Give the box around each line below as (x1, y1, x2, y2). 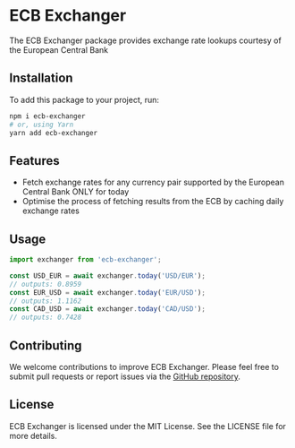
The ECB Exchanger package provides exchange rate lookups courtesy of (9, 35, 282, 46)
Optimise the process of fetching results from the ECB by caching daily (21, 196, 284, 207)
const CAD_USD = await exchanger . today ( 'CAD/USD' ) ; (9, 305, 206, 314)
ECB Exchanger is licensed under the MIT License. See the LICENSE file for (9, 420, 286, 431)
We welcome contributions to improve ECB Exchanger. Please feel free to (9, 361, 280, 372)
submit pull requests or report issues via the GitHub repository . (9, 371, 241, 382)
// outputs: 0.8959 (9, 280, 82, 289)
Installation (9, 71, 73, 86)
